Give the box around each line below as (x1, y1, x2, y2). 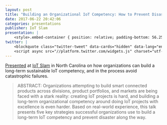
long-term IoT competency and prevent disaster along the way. (17, 114, 147, 120)
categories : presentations (5, 21, 61, 26)
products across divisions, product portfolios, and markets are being (17, 88, 158, 94)
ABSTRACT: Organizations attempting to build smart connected (17, 82, 148, 88)
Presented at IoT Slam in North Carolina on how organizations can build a (5, 62, 155, 68)
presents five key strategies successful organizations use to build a (17, 109, 156, 115)
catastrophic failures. (5, 73, 49, 79)
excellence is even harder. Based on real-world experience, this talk (17, 104, 157, 110)
